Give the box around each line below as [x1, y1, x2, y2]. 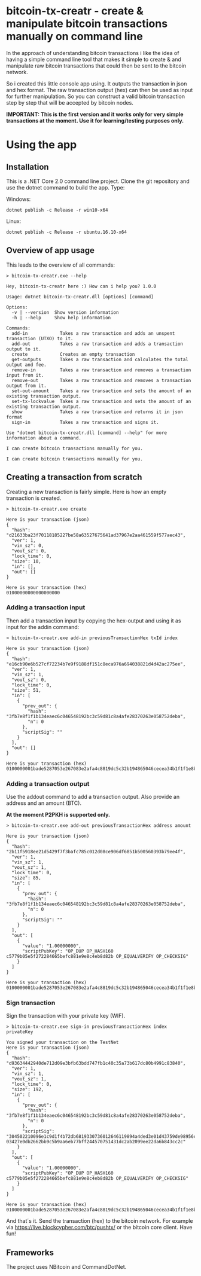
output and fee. [6, 362, 47, 368]
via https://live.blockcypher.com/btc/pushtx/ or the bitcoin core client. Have [6, 1224, 193, 1231]
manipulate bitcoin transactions [6, 17, 168, 30]
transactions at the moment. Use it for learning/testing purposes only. [6, 117, 184, 124]
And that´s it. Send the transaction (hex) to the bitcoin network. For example [6, 1217, 193, 1225]
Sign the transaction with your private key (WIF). [6, 1012, 126, 1019]
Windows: [6, 196, 31, 203]
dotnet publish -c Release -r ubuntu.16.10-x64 [6, 229, 127, 235]
